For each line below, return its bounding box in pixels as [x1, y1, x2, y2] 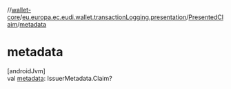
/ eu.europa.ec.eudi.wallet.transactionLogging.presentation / [19, 13, 189, 21]
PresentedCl [188, 13, 224, 21]
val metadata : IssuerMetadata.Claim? [7, 74, 112, 82]
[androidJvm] [7, 66, 46, 75]
